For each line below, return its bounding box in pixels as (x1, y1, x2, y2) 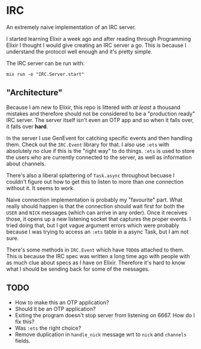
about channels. (6, 160, 46, 167)
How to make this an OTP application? (14, 298, 109, 306)
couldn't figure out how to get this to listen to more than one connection (6, 178, 184, 185)
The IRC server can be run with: (6, 60, 85, 67)
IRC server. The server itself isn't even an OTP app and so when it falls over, (6, 116, 194, 123)
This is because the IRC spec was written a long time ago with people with (6, 252, 190, 259)
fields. (14, 337, 31, 344)
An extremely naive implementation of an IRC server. (6, 23, 136, 31)
